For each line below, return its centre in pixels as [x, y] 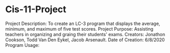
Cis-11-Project [36, 9]
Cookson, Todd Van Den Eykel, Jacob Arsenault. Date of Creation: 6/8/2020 [85, 40]
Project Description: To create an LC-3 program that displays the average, [83, 23]
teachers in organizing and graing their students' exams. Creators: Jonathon [85, 34]
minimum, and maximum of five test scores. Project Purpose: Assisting [79, 29]
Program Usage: [22, 45]
